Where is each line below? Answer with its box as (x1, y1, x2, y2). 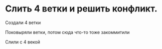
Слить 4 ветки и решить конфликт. (5, 3, 158, 14)
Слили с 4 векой (5, 38, 40, 45)
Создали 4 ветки (5, 19, 41, 25)
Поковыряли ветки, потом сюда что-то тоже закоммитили (5, 29, 130, 35)
